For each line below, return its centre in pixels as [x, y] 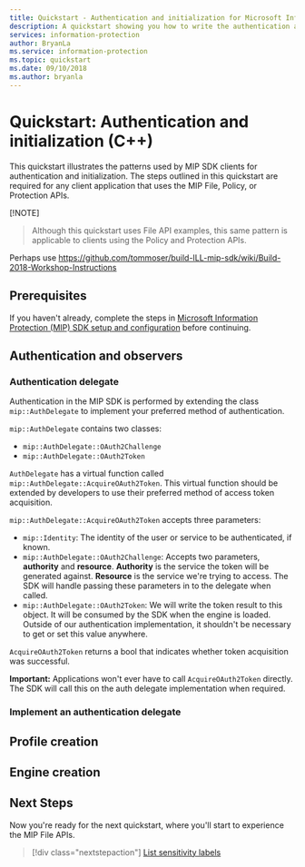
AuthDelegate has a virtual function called [87, 474]
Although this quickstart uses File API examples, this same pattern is [159, 230]
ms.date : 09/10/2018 [49, 69]
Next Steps [41, 803]
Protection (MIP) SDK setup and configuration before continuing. [130, 327]
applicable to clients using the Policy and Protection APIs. [139, 240]
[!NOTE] [25, 212]
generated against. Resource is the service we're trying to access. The [155, 576]
